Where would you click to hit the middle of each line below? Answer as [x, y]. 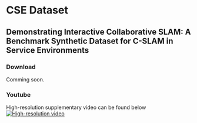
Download [21, 67]
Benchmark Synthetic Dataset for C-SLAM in [90, 41]
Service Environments [48, 50]
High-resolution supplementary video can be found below [76, 107]
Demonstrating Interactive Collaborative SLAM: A [98, 32]
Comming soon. [25, 79]
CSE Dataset [37, 10]
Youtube [19, 94]
